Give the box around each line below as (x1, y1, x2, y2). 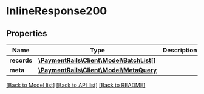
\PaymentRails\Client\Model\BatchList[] (38, 56, 156, 64)
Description (163, 46, 197, 54)
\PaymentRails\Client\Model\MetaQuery (38, 66, 157, 74)
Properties (6, 28, 47, 39)
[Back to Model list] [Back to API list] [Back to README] (6, 81, 146, 89)
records (9, 56, 33, 64)
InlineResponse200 (6, 4, 107, 18)
